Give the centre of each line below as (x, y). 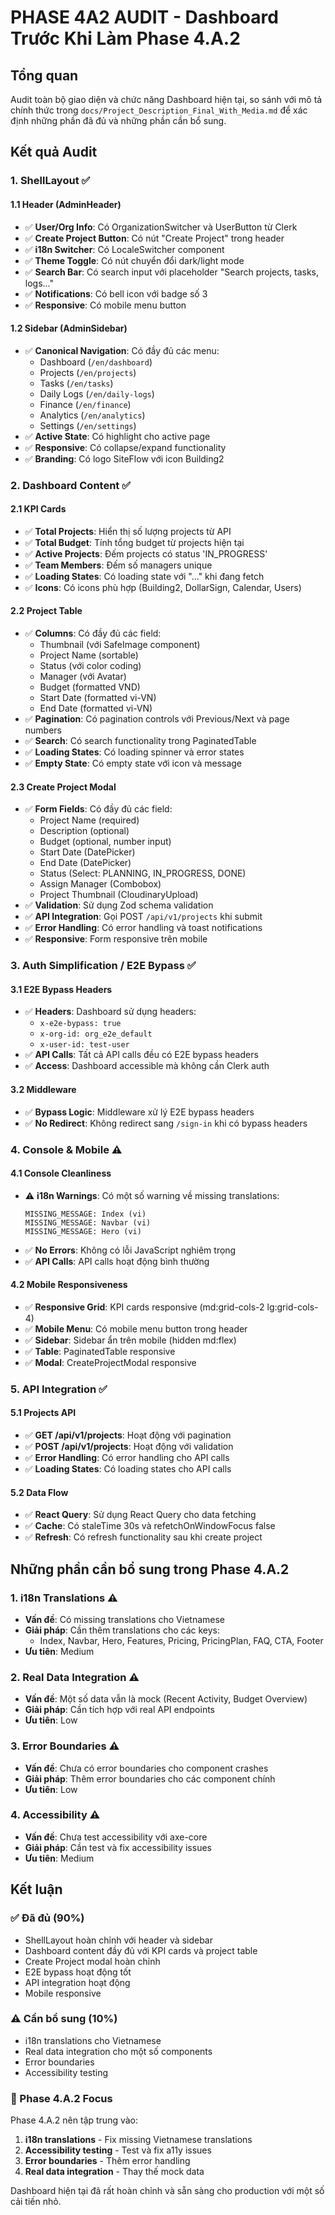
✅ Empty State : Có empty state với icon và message (133, 763)
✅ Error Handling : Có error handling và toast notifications (143, 928)
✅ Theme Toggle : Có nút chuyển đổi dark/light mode (134, 260)
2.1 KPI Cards (38, 509)
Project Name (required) (89, 820)
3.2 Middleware (43, 1089)
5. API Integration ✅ (59, 1389)
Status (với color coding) (90, 666)
